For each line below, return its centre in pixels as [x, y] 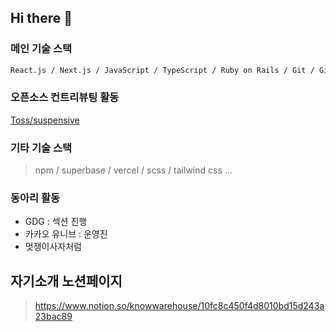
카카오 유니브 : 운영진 [66, 234]
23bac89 [53, 317]
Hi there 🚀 [41, 18]
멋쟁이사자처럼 [53, 247]
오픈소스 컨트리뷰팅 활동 [65, 98]
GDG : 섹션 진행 [56, 222]
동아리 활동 [35, 198]
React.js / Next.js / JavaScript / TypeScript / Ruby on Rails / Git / [162, 70]
